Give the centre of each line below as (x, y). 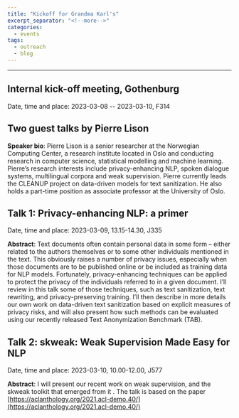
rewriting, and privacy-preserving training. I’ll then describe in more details (117, 297)
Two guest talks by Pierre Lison (78, 129)
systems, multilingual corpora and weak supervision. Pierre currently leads (117, 176)
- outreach (30, 47)
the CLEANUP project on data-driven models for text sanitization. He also (115, 183)
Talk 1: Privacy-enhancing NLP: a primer (98, 213)
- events (27, 34)
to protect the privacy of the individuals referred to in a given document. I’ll (117, 282)
